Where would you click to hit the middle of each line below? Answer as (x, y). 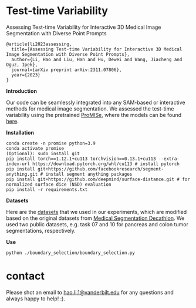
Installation (20, 132)
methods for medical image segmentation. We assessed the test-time (90, 108)
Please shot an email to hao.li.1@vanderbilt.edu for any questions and (90, 292)
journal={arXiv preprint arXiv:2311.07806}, (67, 70)
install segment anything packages (89, 174)
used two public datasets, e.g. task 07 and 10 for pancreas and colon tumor (97, 224)
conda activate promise (35, 148)
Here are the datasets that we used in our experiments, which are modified (97, 212)
